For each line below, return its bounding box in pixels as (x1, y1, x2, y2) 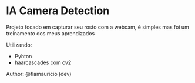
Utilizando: (6, 41, 32, 48)
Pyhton (14, 52, 32, 59)
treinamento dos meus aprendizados (6, 29, 95, 36)
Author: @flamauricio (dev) (6, 70, 72, 77)
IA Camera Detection (6, 4, 110, 18)
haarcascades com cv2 (14, 59, 72, 66)
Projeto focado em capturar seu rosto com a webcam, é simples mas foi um (6, 24, 189, 31)
